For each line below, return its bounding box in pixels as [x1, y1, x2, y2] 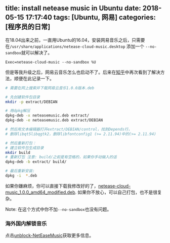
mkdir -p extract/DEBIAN [5, 99, 58, 104]
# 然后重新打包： [5, 141, 36, 146]
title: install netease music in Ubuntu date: [5, 4, 142, 13]
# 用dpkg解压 [5, 108, 30, 113]
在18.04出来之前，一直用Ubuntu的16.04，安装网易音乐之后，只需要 [5, 37, 145, 43]
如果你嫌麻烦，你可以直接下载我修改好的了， [5, 183, 99, 189]
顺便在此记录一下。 [14, 75, 54, 81]
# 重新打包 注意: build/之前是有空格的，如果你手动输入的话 [5, 155, 117, 160]
